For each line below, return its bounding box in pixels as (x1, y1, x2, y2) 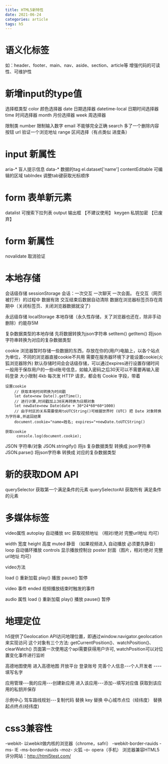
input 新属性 (5, 149, 56, 160)
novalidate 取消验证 (5, 253, 46, 259)
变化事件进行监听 (9, 652, 45, 658)
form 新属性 (5, 235, 54, 247)
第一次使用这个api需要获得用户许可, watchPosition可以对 (42, 646, 159, 652)
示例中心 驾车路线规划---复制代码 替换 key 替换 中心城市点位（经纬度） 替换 (5, 696, 162, 703)
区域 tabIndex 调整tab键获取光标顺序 (14, 172, 90, 179)
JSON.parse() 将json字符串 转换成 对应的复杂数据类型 (5, 449, 116, 455)
